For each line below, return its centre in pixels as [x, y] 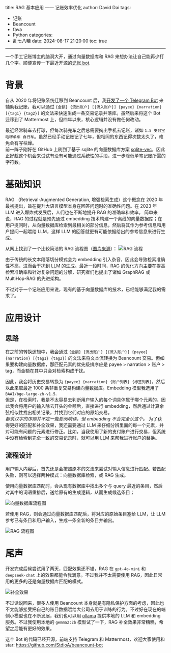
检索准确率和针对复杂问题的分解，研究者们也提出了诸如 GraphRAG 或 [78, 272]
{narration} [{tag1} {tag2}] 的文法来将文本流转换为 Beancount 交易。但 [83, 358]
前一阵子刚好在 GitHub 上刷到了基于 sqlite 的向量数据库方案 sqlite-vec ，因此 [85, 149]
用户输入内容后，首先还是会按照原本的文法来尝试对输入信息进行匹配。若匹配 [85, 469]
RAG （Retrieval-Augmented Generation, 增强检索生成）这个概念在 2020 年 [84, 200]
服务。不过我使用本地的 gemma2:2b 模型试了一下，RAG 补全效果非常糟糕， [82, 622]
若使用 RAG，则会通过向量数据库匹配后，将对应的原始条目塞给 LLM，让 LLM [85, 514]
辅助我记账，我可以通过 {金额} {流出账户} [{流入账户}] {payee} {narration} [83, 106]
